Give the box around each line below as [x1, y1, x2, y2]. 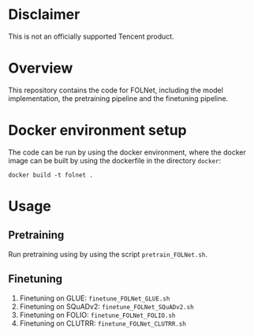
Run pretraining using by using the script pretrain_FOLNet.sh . [8, 249, 207, 259]
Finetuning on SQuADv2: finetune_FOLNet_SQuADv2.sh [19, 301, 195, 311]
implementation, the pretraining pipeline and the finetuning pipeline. [8, 93, 229, 103]
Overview [8, 59, 73, 77]
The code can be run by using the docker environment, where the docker [8, 147, 246, 157]
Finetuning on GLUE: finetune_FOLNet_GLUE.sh [19, 293, 170, 303]
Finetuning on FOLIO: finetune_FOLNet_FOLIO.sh [19, 310, 176, 319]
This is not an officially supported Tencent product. [8, 32, 175, 41]
